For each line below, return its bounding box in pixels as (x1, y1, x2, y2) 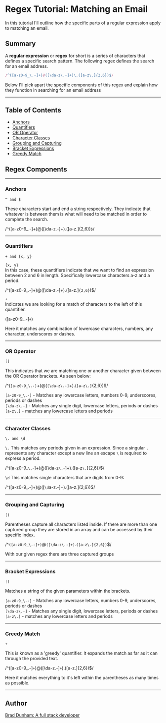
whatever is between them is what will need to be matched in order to (5, 211, 147, 217)
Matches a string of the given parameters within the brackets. (5, 588, 131, 594)
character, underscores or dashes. (5, 331, 76, 336)
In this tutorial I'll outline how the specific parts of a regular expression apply (5, 20, 161, 26)
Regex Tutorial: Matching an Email (5, 3, 148, 15)
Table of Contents (5, 106, 62, 114)
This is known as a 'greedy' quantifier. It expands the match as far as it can (5, 650, 158, 656)
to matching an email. (5, 25, 49, 31)
